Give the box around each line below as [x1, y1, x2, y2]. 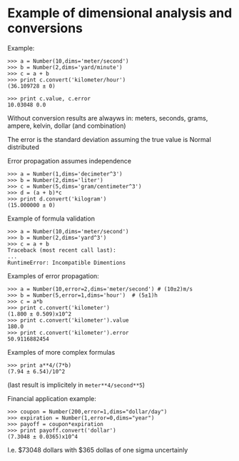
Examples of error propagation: [7, 271, 100, 280]
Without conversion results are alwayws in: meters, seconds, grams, [7, 113, 208, 122]
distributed [7, 143, 39, 151]
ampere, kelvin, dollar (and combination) [7, 121, 126, 130]
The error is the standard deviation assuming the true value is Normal [7, 135, 212, 143]
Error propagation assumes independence [7, 156, 132, 165]
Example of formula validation [7, 214, 95, 223]
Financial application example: [7, 394, 96, 402]
